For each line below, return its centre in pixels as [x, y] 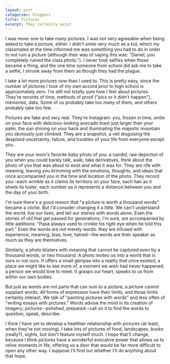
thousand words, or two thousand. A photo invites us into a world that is [80, 255]
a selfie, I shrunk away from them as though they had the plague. [73, 71]
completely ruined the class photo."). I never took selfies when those [77, 60]
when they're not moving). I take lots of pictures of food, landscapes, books [84, 329]
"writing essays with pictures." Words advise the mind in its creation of [79, 303]
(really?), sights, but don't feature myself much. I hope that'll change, [77, 335]
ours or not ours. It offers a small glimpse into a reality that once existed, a [83, 261]
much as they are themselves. [37, 240]
